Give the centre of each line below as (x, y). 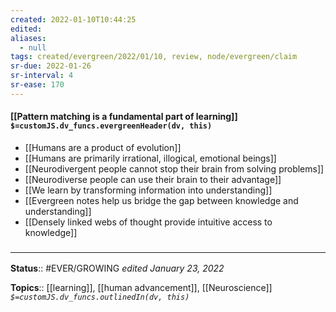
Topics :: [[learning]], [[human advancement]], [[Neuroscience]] (141, 288)
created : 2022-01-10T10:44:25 (73, 19)
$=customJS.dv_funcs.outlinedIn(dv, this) (100, 297)
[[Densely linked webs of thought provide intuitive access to (148, 222)
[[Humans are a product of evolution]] (103, 147)
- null (33, 47)
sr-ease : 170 (37, 85)
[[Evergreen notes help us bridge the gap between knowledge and (161, 200)
